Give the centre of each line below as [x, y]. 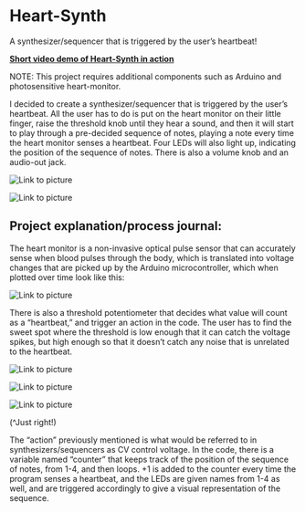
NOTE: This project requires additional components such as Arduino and [145, 76]
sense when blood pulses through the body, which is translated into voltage [152, 257]
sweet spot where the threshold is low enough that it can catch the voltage [150, 332]
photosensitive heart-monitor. [65, 86]
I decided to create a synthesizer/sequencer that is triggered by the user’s [149, 104]
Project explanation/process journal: [116, 226]
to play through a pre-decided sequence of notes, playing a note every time [152, 132]
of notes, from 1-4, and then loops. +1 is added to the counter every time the [153, 469]
